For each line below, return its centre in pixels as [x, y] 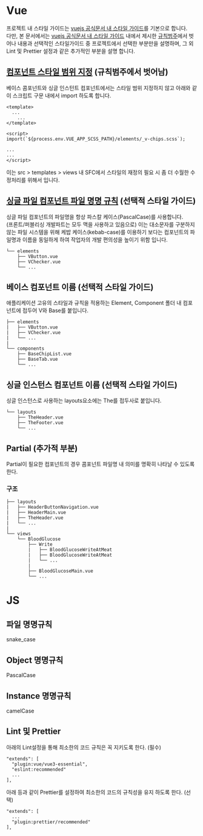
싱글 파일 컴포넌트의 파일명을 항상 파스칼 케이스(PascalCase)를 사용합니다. [95, 217]
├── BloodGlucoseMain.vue [61, 571]
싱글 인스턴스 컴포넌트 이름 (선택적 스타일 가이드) [92, 385]
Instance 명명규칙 [39, 696]
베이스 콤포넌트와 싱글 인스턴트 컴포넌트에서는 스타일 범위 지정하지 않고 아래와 [98, 88]
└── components [25, 349]
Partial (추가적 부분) [42, 448]
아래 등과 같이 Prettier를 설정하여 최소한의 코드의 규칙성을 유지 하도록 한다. [95, 792]
